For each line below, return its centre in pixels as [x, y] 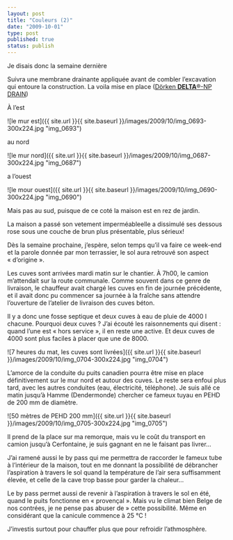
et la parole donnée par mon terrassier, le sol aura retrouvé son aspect [108, 252]
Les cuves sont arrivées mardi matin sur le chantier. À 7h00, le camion [108, 273]
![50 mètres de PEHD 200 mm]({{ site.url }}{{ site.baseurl [89, 416]
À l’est [16, 108]
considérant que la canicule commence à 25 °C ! [77, 515]
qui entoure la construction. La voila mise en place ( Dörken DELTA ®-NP [110, 87]
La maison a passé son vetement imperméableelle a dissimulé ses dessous [115, 224]
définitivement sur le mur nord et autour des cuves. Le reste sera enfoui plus [117, 380]
